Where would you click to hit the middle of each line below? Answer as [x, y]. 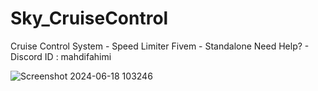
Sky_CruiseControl [89, 18]
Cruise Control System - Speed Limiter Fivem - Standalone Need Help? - [160, 46]
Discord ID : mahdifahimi [61, 56]
